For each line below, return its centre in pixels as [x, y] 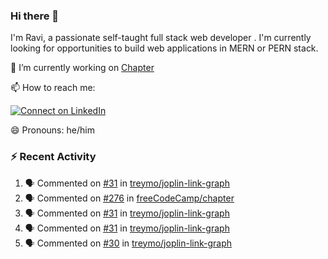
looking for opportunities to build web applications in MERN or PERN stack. [164, 48]
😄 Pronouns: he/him [52, 130]
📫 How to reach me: [53, 88]
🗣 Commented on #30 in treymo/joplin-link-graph [128, 243]
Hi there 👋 [35, 16]
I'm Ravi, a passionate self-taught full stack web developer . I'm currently [161, 38]
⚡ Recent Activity [53, 157]
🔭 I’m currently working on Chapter [82, 68]
